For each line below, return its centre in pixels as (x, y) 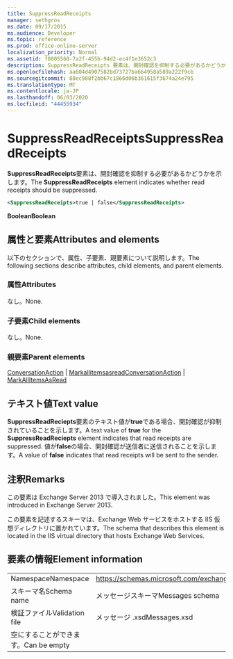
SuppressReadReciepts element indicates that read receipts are (100, 438)
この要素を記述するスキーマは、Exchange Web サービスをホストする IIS (110, 519)
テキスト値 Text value (53, 404)
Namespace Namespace (50, 578)
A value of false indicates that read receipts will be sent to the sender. (119, 455)
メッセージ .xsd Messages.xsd (145, 617)
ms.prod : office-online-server (52, 46)
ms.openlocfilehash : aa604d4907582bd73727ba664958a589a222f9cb (101, 72)
